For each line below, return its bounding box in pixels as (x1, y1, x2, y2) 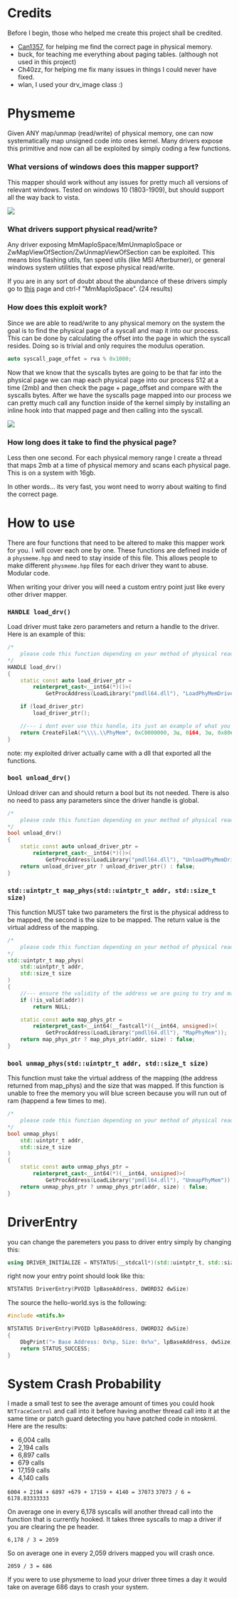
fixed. (17, 73, 35, 81)
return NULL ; (33, 1003, 72, 1010)
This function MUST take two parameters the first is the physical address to (7, 908, 229, 916)
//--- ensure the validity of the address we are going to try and (20, 990, 224, 997)
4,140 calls (17, 1474, 49, 1482)
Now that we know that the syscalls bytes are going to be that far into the (7, 368, 222, 377)
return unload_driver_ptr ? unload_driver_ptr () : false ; (20, 863, 196, 870)
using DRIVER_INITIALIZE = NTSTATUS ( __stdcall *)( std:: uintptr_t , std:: (7, 1259, 224, 1266)
